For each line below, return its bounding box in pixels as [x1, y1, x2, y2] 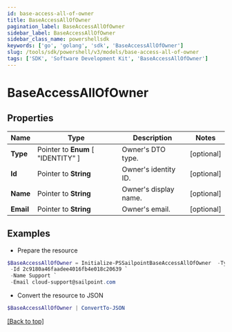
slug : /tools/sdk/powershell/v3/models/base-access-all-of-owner [7, 49, 199, 56]
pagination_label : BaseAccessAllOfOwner [7, 23, 126, 30]
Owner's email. [122, 204, 171, 214]
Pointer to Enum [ [37, 145, 95, 154]
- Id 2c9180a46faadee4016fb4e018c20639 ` [10, 266, 128, 273]
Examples [7, 228, 50, 239]
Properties [7, 112, 54, 124]
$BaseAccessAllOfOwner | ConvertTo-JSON [7, 305, 126, 312]
